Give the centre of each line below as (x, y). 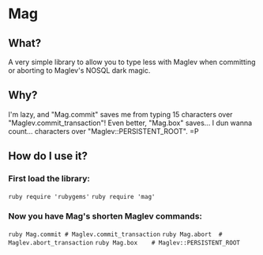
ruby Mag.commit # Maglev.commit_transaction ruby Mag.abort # (115, 234)
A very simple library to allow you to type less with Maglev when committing (132, 62)
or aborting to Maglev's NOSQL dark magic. (79, 70)
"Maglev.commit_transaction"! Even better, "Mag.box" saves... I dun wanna (130, 123)
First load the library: (49, 179)
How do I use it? (48, 156)
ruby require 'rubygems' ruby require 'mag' (82, 196)
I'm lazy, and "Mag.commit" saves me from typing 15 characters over (120, 114)
